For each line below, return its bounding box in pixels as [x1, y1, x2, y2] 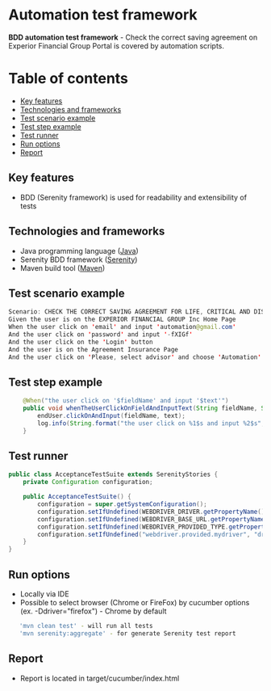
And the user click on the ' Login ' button [8, 338, 153, 346]
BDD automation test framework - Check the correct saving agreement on [8, 32, 258, 42]
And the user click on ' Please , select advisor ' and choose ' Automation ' [8, 353, 262, 361]
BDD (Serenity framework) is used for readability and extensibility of [19, 192, 248, 202]
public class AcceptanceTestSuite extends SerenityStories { [8, 470, 219, 478]
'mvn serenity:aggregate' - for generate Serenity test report [19, 629, 236, 638]
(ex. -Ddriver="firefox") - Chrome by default [19, 606, 167, 616]
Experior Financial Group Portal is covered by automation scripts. [8, 40, 224, 50]
